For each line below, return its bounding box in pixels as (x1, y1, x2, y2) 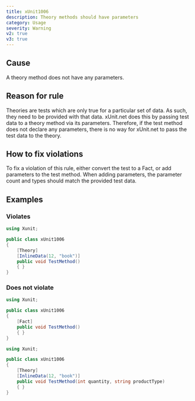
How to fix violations (6, 149, 83, 159)
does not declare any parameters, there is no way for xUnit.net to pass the (6, 126, 187, 133)
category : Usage (6, 20, 46, 25)
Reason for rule (6, 91, 64, 101)
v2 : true (6, 31, 28, 37)
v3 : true (6, 36, 28, 42)
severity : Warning (6, 25, 51, 31)
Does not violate (6, 284, 54, 292)
